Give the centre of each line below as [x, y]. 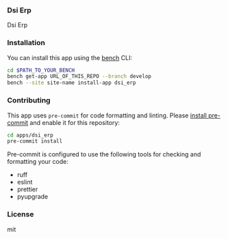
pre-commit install [35, 141]
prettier [27, 189]
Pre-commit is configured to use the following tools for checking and [104, 154]
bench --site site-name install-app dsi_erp [72, 83]
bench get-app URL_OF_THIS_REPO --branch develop [79, 76]
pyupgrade [33, 197]
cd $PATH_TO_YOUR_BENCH [41, 70]
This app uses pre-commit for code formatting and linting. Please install [107, 115]
